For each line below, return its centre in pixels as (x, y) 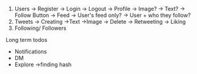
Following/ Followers (40, 28)
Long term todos (27, 40)
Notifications (30, 52)
